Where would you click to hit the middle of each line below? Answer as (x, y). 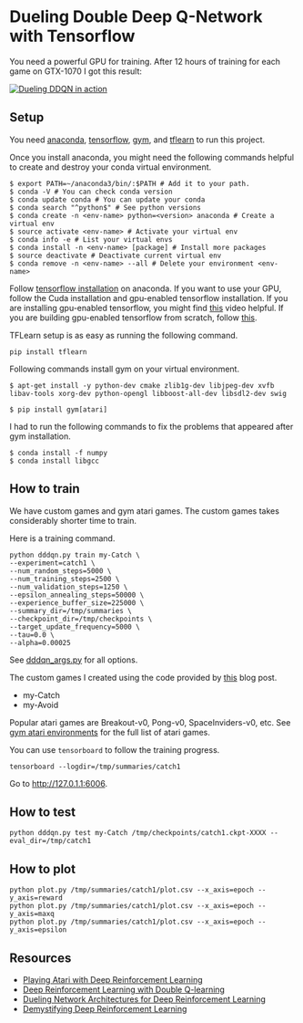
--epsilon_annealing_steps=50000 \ (77, 595)
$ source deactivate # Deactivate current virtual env (116, 256)
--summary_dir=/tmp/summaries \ (71, 611)
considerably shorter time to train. (73, 520)
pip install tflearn (49, 352)
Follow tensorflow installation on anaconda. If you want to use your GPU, (146, 288)
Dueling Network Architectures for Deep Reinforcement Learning (144, 999)
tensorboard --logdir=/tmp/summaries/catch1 (95, 767)
